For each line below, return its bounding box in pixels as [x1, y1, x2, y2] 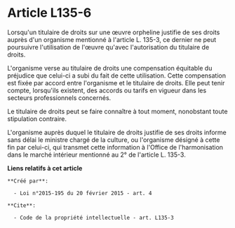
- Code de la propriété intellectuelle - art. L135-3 [13, 214, 174, 221]
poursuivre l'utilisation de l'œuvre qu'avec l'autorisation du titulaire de [7, 43, 210, 51]
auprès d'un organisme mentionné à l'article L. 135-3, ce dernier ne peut [7, 35, 217, 43]
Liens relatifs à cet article [7, 164, 83, 172]
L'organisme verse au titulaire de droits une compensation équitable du [7, 64, 213, 72]
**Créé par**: [7, 177, 49, 185]
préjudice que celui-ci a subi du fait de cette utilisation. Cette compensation [7, 71, 227, 80]
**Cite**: [7, 201, 36, 209]
